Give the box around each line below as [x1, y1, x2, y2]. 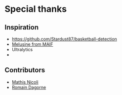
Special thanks [4, 3, 67, 15]
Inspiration [4, 23, 39, 32]
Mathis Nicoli [11, 79, 39, 85]
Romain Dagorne [11, 84, 46, 90]
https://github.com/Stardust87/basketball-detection [11, 36, 117, 42]
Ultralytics [11, 47, 33, 52]
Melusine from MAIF [11, 41, 53, 47]
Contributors [4, 66, 45, 74]
